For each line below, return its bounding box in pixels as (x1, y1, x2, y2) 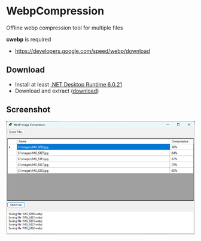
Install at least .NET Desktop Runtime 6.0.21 (14, 81, 123, 88)
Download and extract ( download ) (14, 87, 99, 94)
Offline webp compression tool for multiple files (6, 24, 123, 31)
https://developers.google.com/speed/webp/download (14, 47, 151, 55)
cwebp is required (6, 35, 51, 43)
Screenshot (6, 105, 51, 115)
